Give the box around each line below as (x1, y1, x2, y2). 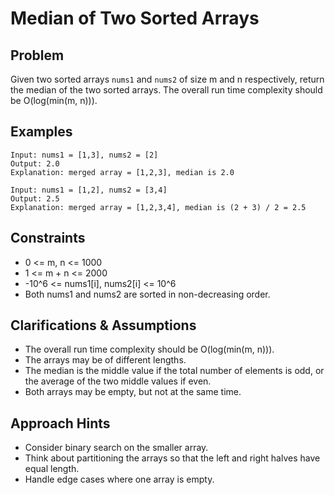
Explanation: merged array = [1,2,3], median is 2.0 (10, 167, 235, 177)
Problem (10, 47, 65, 64)
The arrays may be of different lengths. (24, 354, 187, 366)
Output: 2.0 (10, 158, 60, 169)
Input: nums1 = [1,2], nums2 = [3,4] (10, 185, 168, 195)
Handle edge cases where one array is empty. (24, 473, 215, 486)
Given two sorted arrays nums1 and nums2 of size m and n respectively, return (10, 73, 325, 85)
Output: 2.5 (10, 193, 60, 204)
